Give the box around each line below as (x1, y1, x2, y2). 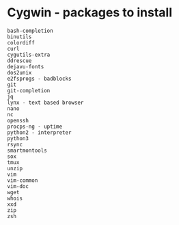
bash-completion (7, 27, 53, 34)
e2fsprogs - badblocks (7, 75, 72, 82)
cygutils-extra (7, 51, 51, 58)
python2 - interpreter (7, 129, 72, 136)
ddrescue (7, 57, 32, 64)
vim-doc (7, 183, 29, 189)
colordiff (7, 39, 36, 46)
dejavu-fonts (7, 63, 44, 70)
